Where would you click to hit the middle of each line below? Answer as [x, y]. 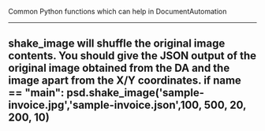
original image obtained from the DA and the [119, 68]
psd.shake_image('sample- [136, 93]
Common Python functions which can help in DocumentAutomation [118, 11]
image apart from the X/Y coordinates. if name [125, 81]
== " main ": [36, 93]
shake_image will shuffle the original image [117, 44]
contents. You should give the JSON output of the [132, 56]
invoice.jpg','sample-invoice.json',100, [105, 105]
